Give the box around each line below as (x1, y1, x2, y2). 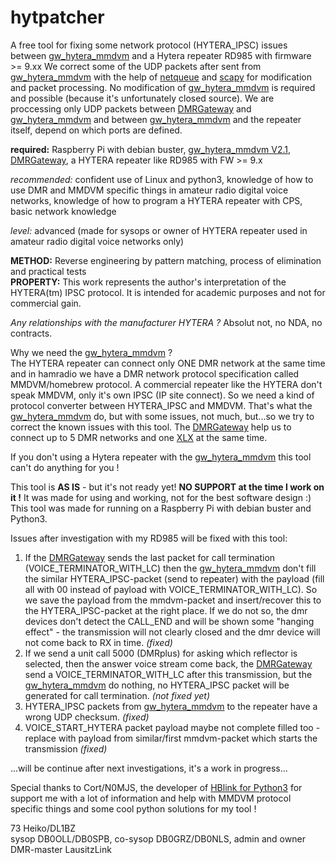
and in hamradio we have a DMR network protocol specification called (10, 367, 300, 380)
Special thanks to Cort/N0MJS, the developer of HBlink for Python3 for (10, 781, 303, 793)
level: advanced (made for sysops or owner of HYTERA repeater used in (10, 224, 308, 236)
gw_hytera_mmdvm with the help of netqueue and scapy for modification (10, 71, 312, 83)
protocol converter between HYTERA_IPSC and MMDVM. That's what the (10, 399, 313, 411)
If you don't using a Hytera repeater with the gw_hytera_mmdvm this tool (10, 451, 312, 463)
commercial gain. (10, 297, 82, 309)
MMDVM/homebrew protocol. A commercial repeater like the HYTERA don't (10, 378, 323, 390)
